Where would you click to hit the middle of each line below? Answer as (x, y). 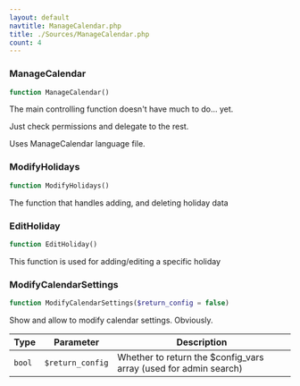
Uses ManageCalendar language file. (77, 144)
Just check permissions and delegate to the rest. (99, 127)
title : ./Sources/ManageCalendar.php (79, 34)
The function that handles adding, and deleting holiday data (119, 203)
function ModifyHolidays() (59, 185)
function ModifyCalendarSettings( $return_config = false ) (119, 303)
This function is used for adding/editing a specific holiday (115, 261)
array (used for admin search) (180, 368)
